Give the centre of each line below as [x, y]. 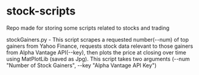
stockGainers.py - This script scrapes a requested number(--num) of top [98, 39]
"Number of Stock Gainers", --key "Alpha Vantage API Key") [82, 65]
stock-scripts [41, 11]
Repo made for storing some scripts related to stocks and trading [88, 28]
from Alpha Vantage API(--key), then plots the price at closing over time [96, 52]
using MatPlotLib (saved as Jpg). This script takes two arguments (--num [98, 59]
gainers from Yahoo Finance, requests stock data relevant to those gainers [100, 46]
